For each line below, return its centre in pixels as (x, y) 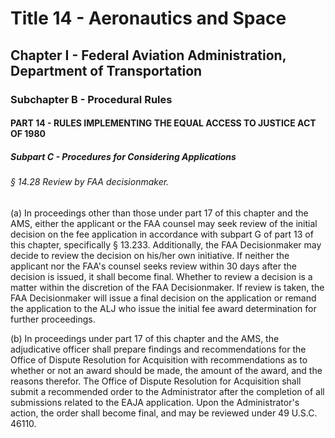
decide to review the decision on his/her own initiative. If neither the (150, 255)
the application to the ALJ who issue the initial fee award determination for (163, 308)
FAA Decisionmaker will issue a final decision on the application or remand (163, 298)
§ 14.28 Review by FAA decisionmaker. (90, 182)
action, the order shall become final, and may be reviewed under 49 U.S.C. (164, 413)
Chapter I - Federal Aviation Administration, (148, 55)
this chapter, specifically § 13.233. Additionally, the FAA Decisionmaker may (166, 244)
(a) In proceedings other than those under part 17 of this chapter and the (159, 213)
